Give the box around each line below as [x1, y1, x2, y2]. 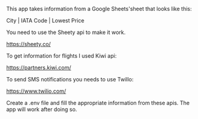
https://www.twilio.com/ [6, 87, 67, 95]
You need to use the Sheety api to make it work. [6, 29, 126, 36]
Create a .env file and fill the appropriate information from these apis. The [6, 100, 190, 106]
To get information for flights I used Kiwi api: [6, 52, 117, 59]
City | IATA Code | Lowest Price [6, 17, 85, 24]
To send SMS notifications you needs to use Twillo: [6, 76, 134, 83]
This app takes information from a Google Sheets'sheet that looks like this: [6, 5, 192, 12]
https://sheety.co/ [6, 41, 51, 47]
